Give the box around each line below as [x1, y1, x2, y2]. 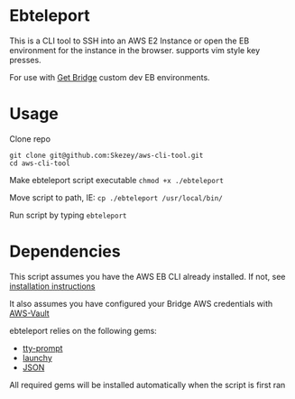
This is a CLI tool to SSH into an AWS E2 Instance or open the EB [9, 35, 250, 46]
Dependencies [9, 241, 121, 262]
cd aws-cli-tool [9, 159, 70, 168]
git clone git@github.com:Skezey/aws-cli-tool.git [9, 151, 204, 160]
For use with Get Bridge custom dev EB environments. [9, 71, 210, 82]
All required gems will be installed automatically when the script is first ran [9, 379, 286, 390]
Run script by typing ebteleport [9, 209, 127, 220]
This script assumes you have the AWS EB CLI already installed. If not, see [9, 271, 286, 282]
